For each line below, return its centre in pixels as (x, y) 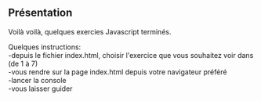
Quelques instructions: (45, 47)
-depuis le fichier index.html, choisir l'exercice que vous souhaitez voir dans (131, 55)
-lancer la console (37, 80)
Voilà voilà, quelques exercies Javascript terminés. (90, 31)
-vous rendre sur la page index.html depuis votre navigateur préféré (118, 72)
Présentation (40, 13)
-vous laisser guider (40, 88)
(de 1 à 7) (23, 63)
